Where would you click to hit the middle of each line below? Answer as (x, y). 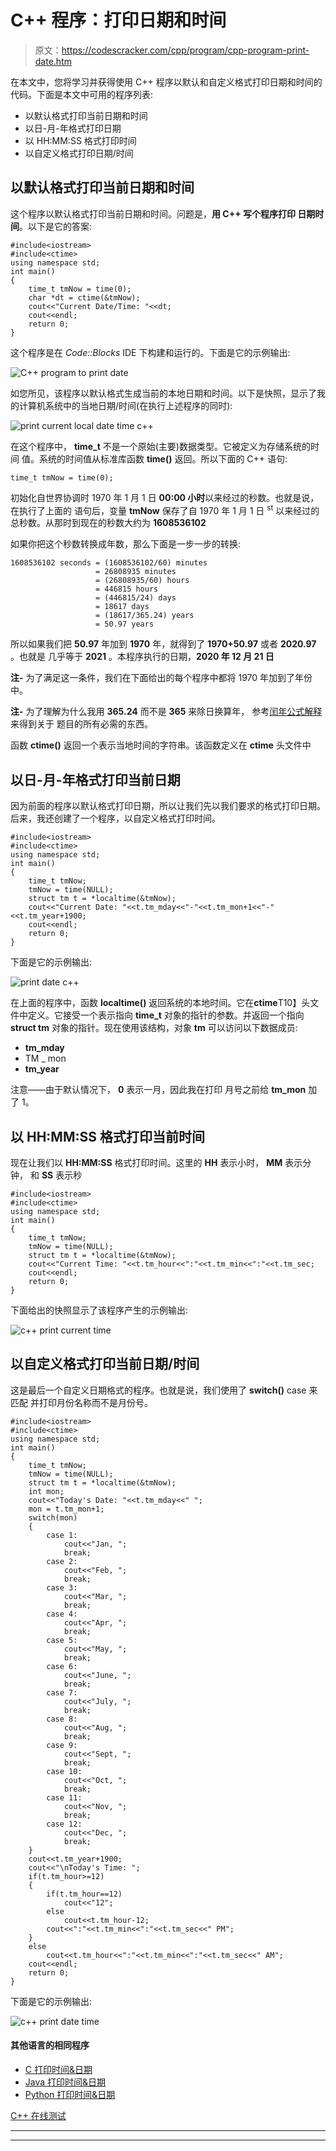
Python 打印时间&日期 (70, 2095)
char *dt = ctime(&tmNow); (84, 297)
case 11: (64, 1797)
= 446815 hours (127, 589)
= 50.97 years (125, 624)
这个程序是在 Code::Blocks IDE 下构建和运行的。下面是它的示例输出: (150, 352)
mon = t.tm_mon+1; (66, 1509)
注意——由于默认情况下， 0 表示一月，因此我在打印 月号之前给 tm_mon (158, 1090)
